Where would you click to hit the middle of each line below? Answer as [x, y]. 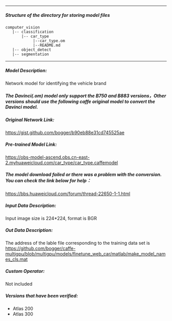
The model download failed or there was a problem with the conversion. [83, 174]
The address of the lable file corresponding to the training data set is [78, 243]
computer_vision [23, 27]
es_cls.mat [17, 260]
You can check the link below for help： [48, 180]
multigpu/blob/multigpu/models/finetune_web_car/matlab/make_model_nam [85, 254]
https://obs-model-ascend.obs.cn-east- [48, 157]
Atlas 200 [23, 309]
